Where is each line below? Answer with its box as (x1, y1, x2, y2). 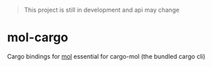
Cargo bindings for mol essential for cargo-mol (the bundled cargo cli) (7, 52, 206, 60)
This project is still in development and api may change (23, 6, 180, 14)
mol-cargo (7, 30, 69, 45)
